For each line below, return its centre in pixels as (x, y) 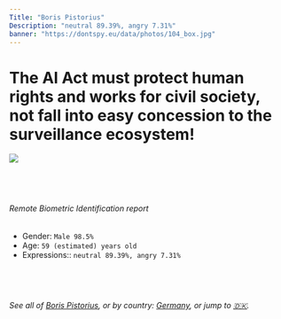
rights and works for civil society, (135, 96)
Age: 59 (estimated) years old (79, 245)
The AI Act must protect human (127, 78)
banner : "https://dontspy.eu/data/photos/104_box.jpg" (113, 34)
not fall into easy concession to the (140, 115)
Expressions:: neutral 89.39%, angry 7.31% (101, 254)
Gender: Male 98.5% (58, 236)
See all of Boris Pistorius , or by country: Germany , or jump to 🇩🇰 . (129, 305)
